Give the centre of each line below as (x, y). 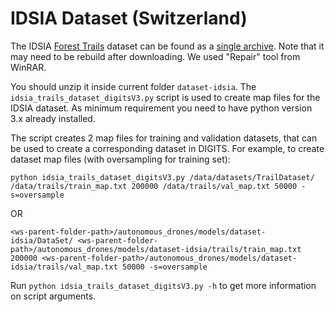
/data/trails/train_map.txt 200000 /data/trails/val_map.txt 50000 (154, 186)
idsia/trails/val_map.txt (64, 267)
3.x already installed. (53, 118)
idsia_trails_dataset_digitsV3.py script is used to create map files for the (165, 97)
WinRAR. (28, 67)
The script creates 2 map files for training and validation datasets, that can (164, 138)
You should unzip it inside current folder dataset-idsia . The (133, 86)
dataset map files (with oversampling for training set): (120, 159)
